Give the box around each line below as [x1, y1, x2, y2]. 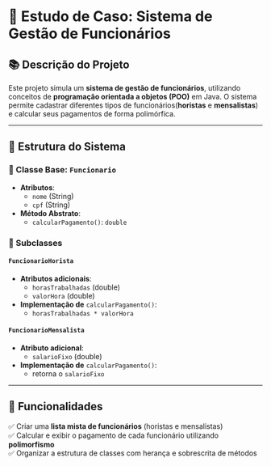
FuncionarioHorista [8, 257, 74, 265]
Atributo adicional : [19, 343, 85, 353]
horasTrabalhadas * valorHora [31, 309, 135, 318]
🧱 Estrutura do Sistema [8, 140, 127, 154]
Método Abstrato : [19, 208, 81, 218]
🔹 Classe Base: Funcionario [8, 164, 117, 176]
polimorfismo [8, 439, 55, 449]
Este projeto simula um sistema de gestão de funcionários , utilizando [8, 83, 241, 92]
